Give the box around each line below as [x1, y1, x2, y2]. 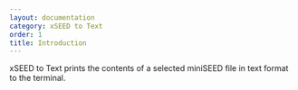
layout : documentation [9, 13, 95, 22]
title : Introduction [9, 38, 88, 48]
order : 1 [9, 30, 43, 39]
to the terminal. [9, 73, 66, 84]
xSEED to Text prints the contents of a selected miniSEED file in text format [9, 63, 289, 74]
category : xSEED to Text [9, 22, 103, 31]
